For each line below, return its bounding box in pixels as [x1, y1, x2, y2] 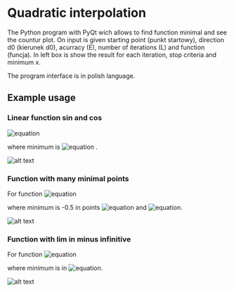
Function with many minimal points [7, 173, 129, 183]
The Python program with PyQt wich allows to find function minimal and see [7, 28, 227, 36]
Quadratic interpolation [7, 5, 146, 21]
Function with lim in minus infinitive [7, 234, 131, 244]
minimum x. [7, 58, 41, 66]
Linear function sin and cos [7, 113, 103, 123]
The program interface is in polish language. [7, 72, 136, 80]
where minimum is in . [7, 264, 103, 272]
